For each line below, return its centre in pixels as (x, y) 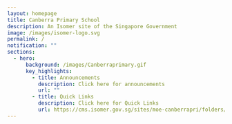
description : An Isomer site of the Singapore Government (92, 26)
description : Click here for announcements (101, 84)
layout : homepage (32, 13)
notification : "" (32, 45)
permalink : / (26, 39)
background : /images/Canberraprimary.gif (86, 65)
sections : (21, 52)
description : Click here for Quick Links (98, 103)
